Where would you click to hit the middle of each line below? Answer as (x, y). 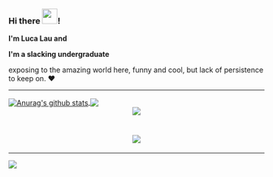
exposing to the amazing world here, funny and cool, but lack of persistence (136, 70)
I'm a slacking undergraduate (59, 54)
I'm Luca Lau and (38, 39)
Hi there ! (35, 20)
